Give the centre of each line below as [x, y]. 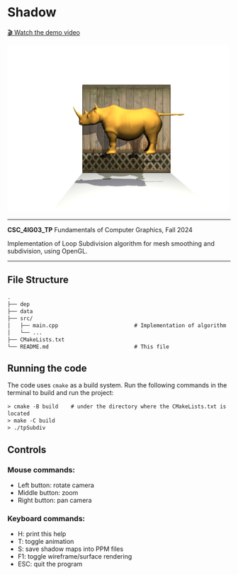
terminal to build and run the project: [61, 393]
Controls [27, 449]
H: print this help [42, 534]
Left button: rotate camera [56, 485]
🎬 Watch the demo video [44, 32]
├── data [20, 311]
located [19, 414]
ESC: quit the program [50, 564]
